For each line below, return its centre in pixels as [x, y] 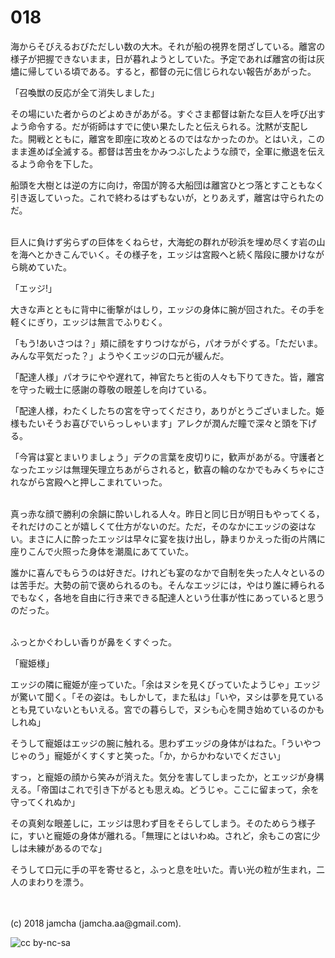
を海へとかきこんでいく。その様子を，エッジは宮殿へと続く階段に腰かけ [158, 254]
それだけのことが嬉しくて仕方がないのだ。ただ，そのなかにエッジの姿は [159, 526]
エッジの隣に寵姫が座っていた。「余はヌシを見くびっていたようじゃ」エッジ [165, 684]
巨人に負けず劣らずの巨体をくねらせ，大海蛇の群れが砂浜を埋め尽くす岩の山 [168, 242]
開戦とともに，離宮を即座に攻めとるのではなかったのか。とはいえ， [167, 138]
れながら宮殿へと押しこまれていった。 [89, 482]
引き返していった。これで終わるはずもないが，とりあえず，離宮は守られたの [167, 197]
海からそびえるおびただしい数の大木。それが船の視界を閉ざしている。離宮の [168, 46]
